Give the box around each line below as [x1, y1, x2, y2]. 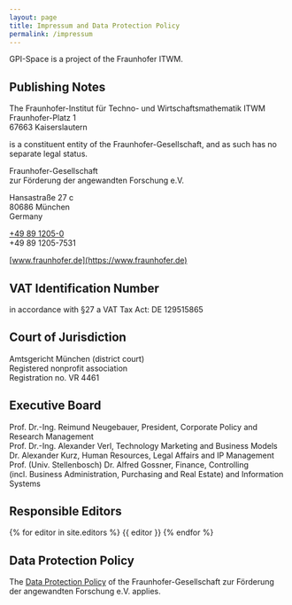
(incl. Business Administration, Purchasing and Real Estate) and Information [9, 468, 284, 479]
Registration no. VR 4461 [9, 372, 100, 382]
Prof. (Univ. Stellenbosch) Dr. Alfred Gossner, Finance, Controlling [9, 459, 250, 470]
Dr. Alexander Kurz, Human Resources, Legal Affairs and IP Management [9, 450, 274, 460]
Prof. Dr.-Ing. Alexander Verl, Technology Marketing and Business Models [9, 440, 278, 451]
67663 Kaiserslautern [9, 122, 88, 133]
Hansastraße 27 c [9, 192, 74, 203]
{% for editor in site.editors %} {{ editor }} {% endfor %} [9, 527, 214, 538]
